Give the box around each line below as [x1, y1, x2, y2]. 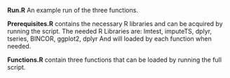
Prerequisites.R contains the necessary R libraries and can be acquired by [7, 20, 223, 27]
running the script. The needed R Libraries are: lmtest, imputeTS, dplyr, [7, 27, 212, 35]
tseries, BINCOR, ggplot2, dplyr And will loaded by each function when [7, 34, 212, 43]
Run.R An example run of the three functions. [7, 6, 139, 14]
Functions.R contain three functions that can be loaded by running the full [7, 56, 222, 64]
